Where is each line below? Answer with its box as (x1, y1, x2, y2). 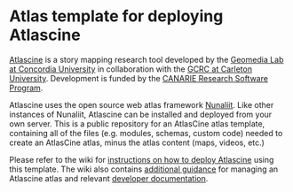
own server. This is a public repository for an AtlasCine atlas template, (9, 118, 265, 129)
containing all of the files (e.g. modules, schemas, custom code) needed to (9, 127, 283, 138)
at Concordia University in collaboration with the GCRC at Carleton (9, 64, 253, 74)
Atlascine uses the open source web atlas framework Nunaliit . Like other (9, 99, 274, 110)
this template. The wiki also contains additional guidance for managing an (9, 164, 279, 174)
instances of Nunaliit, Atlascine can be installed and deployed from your (9, 109, 273, 119)
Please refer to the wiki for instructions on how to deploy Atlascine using (9, 154, 274, 165)
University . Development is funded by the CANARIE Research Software (9, 73, 269, 83)
